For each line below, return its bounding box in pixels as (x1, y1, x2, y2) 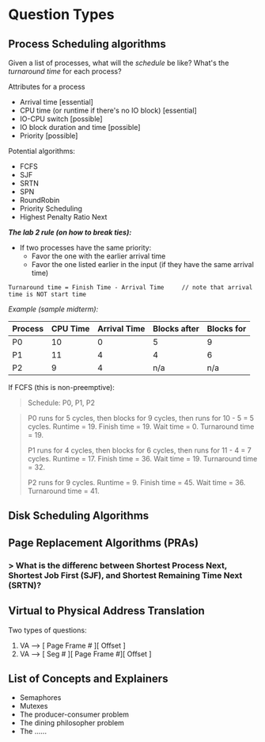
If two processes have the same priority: (19, 243, 152, 252)
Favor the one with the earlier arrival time (31, 251, 166, 261)
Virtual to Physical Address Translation (8, 604, 206, 618)
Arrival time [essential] (19, 98, 93, 106)
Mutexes (19, 702, 48, 711)
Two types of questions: (8, 625, 87, 635)
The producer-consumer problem (19, 709, 129, 719)
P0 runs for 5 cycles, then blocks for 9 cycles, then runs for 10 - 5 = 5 (27, 414, 255, 423)
